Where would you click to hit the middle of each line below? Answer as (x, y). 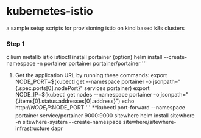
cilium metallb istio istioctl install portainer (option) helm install (84, 57)
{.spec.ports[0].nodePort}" (49, 88)
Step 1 (16, 44)
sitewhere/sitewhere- (150, 122)
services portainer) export (117, 88)
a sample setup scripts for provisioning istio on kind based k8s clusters (95, 28)
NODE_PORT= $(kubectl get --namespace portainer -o (83, 82)
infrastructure (32, 128)
